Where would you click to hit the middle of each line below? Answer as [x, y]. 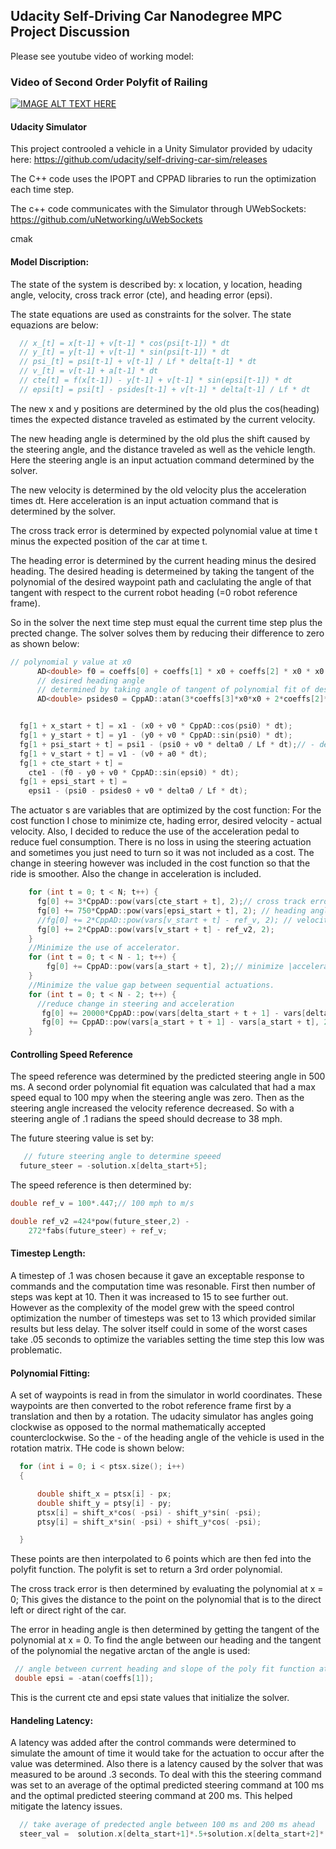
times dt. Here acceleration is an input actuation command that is [144, 500]
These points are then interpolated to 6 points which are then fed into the [161, 1559]
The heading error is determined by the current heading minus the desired [163, 560]
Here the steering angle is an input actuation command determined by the [162, 460]
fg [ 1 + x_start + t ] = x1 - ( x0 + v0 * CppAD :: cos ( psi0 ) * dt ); [156, 726]
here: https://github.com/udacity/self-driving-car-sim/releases [139, 160]
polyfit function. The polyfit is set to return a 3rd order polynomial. [146, 1570]
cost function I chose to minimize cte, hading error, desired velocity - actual [166, 821]
